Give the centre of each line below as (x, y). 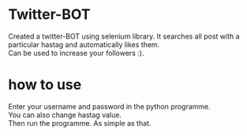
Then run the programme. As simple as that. (80, 123)
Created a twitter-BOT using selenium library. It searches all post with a (124, 36)
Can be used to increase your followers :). (76, 53)
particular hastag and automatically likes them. (84, 44)
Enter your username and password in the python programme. (109, 106)
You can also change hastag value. (65, 115)
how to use (45, 85)
